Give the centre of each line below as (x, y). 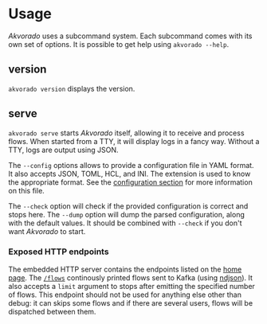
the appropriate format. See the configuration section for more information (130, 182)
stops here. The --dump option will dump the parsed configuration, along (126, 214)
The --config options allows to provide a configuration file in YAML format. (131, 165)
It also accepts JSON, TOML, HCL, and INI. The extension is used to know (130, 174)
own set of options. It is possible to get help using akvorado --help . (119, 44)
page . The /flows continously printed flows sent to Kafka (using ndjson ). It (131, 277)
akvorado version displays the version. (72, 88)
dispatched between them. (52, 311)
